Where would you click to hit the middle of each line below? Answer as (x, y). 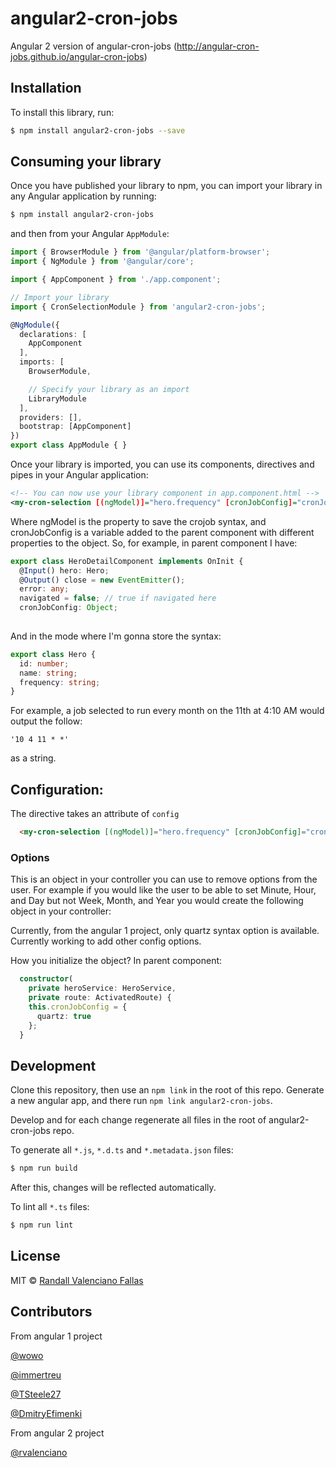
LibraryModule (57, 398)
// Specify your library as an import (109, 389)
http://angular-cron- (218, 46)
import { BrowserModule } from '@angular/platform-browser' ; (140, 252)
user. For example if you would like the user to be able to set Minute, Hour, (163, 890)
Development (53, 1065)
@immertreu (36, 1374)
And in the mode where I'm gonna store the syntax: (116, 636)
